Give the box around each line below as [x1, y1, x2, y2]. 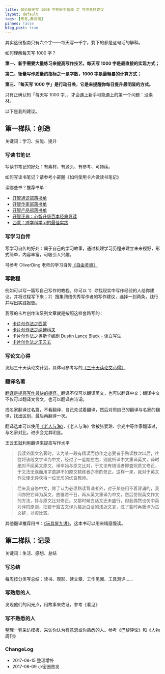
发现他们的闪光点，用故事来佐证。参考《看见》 [5, 601, 100, 607]
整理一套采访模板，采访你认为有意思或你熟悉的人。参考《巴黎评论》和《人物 [5, 627, 160, 633]
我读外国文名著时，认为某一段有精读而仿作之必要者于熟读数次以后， [17, 450, 155, 456]
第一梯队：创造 [5, 124, 51, 133]
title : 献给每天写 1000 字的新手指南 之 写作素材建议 [5, 7, 104, 12]
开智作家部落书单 [12, 201, 47, 207]
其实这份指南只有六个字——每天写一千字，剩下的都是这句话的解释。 [5, 40, 143, 46]
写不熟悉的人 [5, 615, 36, 622]
